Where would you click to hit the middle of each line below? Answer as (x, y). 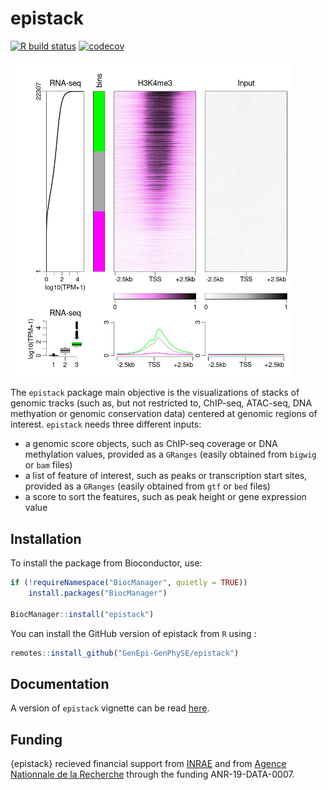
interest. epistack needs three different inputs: (106, 424)
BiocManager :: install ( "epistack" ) (82, 614)
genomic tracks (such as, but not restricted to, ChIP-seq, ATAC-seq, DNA (161, 403)
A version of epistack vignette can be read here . (110, 708)
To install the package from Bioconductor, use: (106, 563)
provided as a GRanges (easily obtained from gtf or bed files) (147, 486)
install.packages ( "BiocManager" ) (98, 593)
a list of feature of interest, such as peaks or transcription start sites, (166, 476)
